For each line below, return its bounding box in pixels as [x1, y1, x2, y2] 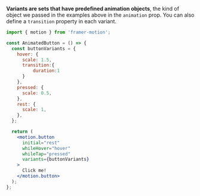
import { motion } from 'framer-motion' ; [6, 29, 111, 35]
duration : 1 [32, 68, 60, 74]
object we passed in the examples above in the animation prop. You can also [6, 11, 195, 19]
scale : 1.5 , [21, 57, 52, 63]
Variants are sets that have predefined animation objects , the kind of [6, 5, 180, 12]
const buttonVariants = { [11, 45, 76, 51]
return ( [11, 128, 33, 134]
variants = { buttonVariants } [21, 157, 90, 163]
